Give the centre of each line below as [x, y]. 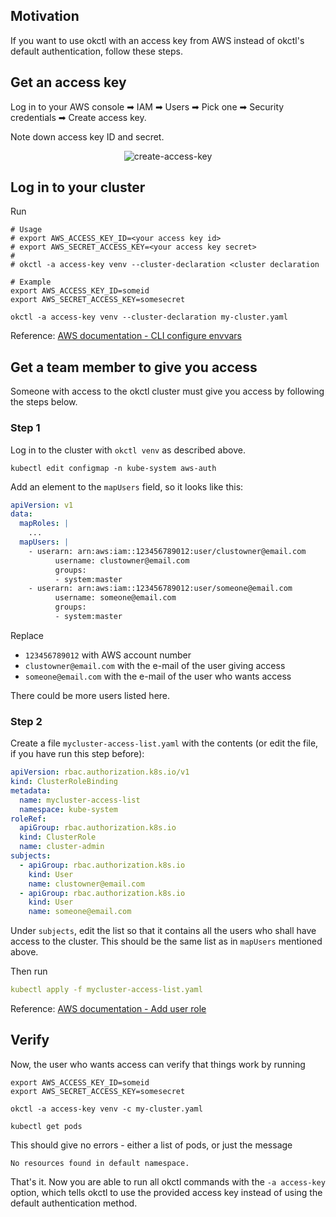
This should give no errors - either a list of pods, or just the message [151, 1145]
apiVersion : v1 [42, 505]
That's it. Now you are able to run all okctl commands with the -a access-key [168, 1181]
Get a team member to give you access [134, 367]
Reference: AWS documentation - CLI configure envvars [126, 336]
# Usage [26, 230]
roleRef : [28, 819]
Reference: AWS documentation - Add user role [108, 1009]
